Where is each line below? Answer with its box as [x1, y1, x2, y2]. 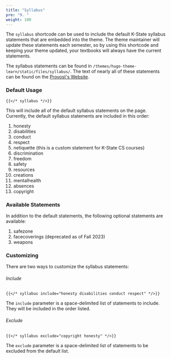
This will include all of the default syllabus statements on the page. [6, 107, 147, 114]
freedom [13, 155, 32, 162]
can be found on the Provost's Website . [6, 74, 89, 80]
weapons [13, 239, 33, 245]
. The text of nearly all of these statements [70, 68, 160, 74]
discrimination [13, 150, 44, 156]
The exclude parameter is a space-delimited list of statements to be [6, 342, 148, 348]
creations [13, 172, 34, 178]
